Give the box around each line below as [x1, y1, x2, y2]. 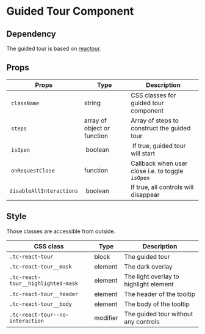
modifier [94, 313, 118, 322]
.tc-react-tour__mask [9, 263, 72, 270]
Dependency [6, 29, 56, 39]
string [84, 98, 101, 107]
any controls [124, 317, 160, 325]
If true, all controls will [131, 182, 194, 191]
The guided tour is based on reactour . [6, 45, 101, 52]
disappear [131, 190, 160, 199]
